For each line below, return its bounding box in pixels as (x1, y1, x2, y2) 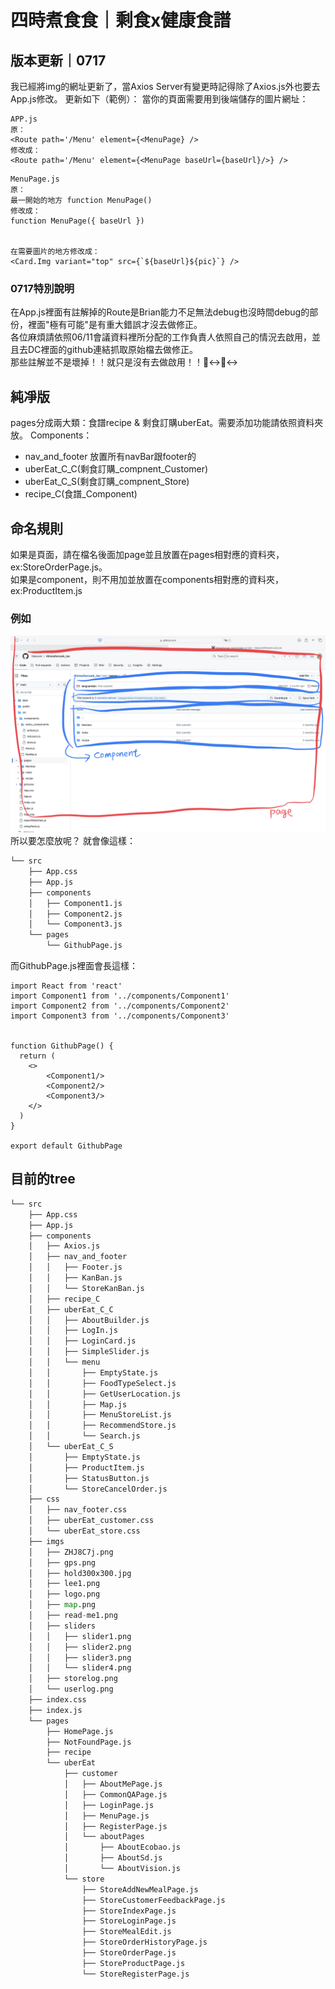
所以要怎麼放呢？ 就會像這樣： (10, 835, 136, 847)
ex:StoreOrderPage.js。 (10, 561, 108, 573)
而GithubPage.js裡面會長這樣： (10, 960, 138, 972)
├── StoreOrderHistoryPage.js (81, 1937, 208, 1948)
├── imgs (28, 1536, 65, 1546)
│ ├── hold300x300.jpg (28, 1568, 132, 1578)
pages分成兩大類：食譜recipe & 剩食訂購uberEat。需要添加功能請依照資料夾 (10, 417, 324, 429)
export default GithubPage (10, 1141, 123, 1151)
